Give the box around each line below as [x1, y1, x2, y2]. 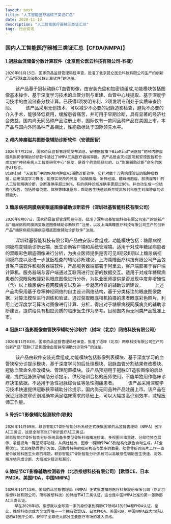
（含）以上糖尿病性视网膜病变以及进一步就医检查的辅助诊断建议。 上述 [5, 282, 164, 288]
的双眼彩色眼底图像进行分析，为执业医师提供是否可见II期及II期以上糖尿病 [5, 250, 158, 256]
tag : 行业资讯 [5, 27, 35, 32]
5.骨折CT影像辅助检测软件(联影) [5, 412, 73, 418]
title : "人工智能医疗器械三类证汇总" [5, 12, 75, 17]
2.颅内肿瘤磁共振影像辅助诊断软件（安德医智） [5, 136, 103, 143]
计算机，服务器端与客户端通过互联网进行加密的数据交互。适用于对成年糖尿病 [5, 269, 166, 275]
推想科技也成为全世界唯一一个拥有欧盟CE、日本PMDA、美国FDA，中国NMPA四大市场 [12, 509, 160, 514]
